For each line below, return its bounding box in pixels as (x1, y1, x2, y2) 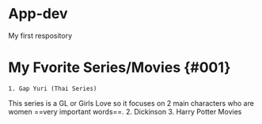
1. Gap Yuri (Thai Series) (8, 85, 97, 92)
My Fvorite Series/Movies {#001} (8, 58, 231, 77)
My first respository (8, 31, 73, 40)
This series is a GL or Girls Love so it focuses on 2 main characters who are (8, 98, 255, 107)
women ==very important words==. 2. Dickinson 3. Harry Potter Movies (8, 107, 242, 116)
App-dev (8, 5, 68, 23)
